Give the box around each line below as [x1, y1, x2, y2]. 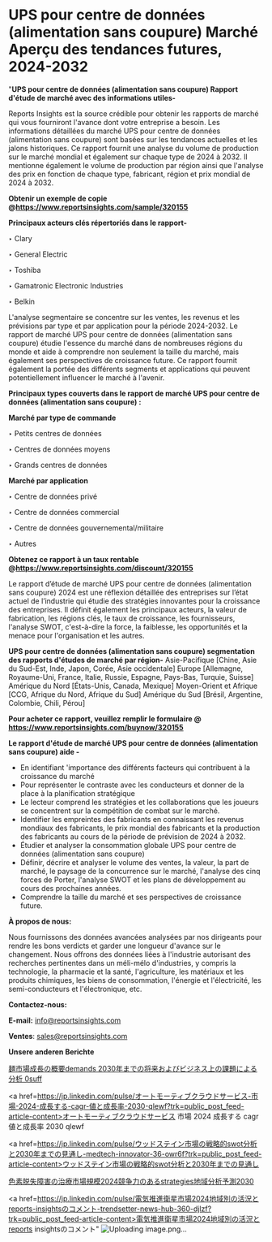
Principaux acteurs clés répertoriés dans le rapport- [8, 218, 188, 227]
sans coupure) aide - [8, 746, 79, 756]
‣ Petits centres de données [8, 428, 103, 438]
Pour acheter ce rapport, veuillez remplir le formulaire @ [8, 713, 202, 724]
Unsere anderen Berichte [8, 1046, 95, 1057]
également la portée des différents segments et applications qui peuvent [8, 364, 251, 374]
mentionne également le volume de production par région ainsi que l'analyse [8, 160, 264, 170]
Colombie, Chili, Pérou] [8, 698, 86, 708]
